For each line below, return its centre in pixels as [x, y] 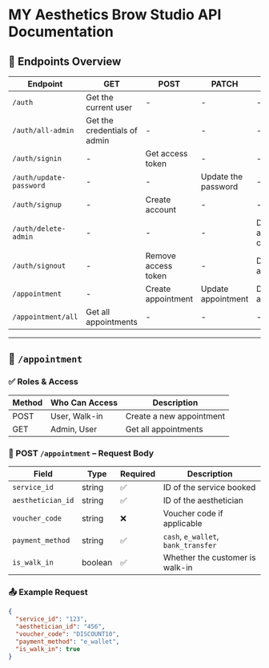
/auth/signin [37, 158]
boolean [97, 562]
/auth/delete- [39, 229]
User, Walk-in [77, 416]
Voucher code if [193, 513]
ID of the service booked [209, 487]
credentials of [111, 130]
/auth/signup [37, 205]
